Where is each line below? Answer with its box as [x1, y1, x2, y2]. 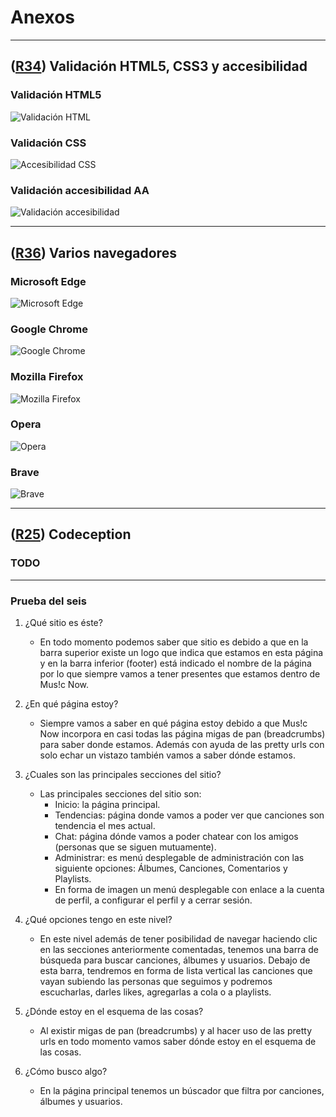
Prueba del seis [10, 594, 87, 608]
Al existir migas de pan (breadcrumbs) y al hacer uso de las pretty [39, 1025, 313, 1037]
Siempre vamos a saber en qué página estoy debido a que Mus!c [39, 717, 308, 730]
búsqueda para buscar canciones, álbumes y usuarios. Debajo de [39, 954, 311, 966]
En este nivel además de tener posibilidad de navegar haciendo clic [39, 933, 318, 945]
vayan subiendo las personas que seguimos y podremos [39, 976, 273, 988]
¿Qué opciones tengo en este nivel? [24, 914, 173, 926]
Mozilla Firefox [10, 370, 84, 384]
